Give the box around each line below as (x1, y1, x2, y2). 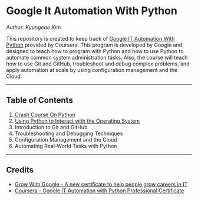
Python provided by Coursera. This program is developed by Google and (6, 41, 183, 48)
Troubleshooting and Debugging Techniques (14, 130, 123, 137)
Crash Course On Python (14, 111, 75, 118)
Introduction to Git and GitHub (14, 123, 88, 130)
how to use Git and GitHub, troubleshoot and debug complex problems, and (6, 60, 190, 67)
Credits (6, 165, 34, 175)
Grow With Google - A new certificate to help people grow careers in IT (14, 181, 188, 188)
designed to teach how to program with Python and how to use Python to (6, 47, 184, 54)
